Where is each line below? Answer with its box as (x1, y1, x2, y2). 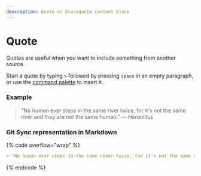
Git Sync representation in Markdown (6, 128, 117, 136)
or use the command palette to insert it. (6, 78, 103, 85)
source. (6, 60, 25, 67)
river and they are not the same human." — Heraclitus (20, 113, 154, 120)
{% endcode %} (6, 164, 46, 171)
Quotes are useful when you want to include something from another (6, 54, 176, 61)
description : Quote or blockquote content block (6, 8, 130, 15)
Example (6, 93, 32, 101)
